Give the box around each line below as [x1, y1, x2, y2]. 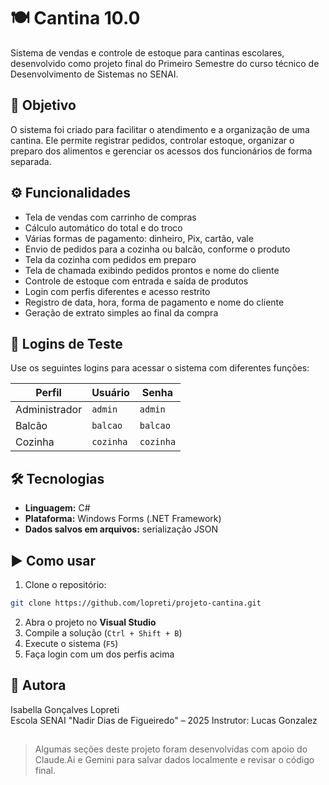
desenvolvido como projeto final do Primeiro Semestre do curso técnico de [10, 57, 320, 69]
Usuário [91, 386, 130, 400]
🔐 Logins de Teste [10, 335, 123, 352]
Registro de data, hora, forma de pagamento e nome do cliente [24, 296, 285, 308]
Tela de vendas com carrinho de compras [24, 211, 197, 223]
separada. [10, 155, 52, 167]
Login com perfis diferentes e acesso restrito [24, 285, 211, 297]
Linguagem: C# [24, 502, 91, 514]
